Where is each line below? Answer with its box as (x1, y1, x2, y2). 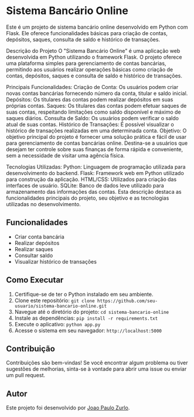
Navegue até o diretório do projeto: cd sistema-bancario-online (14, 308, 169, 315)
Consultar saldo (14, 252, 53, 259)
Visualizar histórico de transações (14, 258, 97, 265)
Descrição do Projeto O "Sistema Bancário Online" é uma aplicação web (6, 47, 181, 54)
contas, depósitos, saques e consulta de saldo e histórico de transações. (6, 72, 183, 79)
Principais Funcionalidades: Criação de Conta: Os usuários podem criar (6, 83, 179, 90)
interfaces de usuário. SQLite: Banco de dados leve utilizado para (6, 182, 164, 189)
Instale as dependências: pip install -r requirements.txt (14, 315, 158, 322)
